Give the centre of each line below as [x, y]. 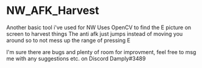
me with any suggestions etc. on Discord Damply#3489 [76, 58]
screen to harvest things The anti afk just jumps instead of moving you [95, 33]
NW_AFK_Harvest [53, 11]
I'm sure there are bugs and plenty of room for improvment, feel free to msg [101, 52]
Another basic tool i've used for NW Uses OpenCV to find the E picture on [99, 27]
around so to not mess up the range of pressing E [68, 40]
